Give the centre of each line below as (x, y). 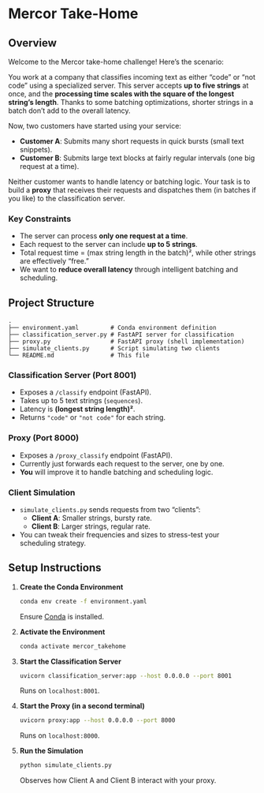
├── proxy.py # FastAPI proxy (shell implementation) (126, 342)
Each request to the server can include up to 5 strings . (109, 245)
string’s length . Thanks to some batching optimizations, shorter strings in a (131, 102)
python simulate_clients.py (65, 765)
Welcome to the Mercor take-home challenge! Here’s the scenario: (116, 62)
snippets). (36, 150)
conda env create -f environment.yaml (83, 601)
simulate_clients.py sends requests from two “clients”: (110, 509)
